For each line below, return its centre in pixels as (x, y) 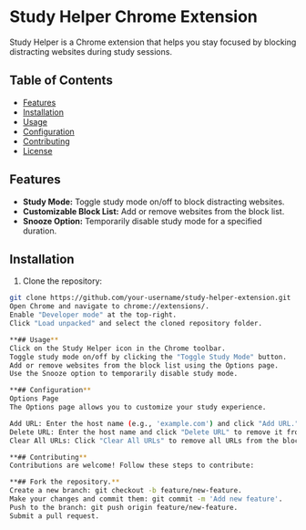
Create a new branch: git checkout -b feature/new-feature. (126, 491)
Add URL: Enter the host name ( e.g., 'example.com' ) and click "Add (142, 423)
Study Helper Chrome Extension (133, 17)
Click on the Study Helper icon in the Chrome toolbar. (117, 348)
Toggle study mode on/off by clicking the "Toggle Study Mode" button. (148, 357)
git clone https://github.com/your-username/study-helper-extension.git (150, 298)
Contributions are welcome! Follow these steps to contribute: (132, 466)
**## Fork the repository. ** (65, 482)
